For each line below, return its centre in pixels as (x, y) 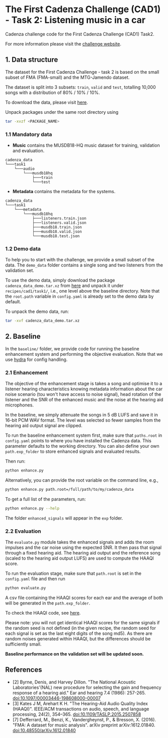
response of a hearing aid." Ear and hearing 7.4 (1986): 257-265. (79, 693)
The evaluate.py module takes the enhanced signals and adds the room (80, 542)
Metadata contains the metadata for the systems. (64, 191)
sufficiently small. (23, 644)
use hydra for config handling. (36, 359)
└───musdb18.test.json (56, 236)
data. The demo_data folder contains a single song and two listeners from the (84, 265)
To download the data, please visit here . (47, 102)
